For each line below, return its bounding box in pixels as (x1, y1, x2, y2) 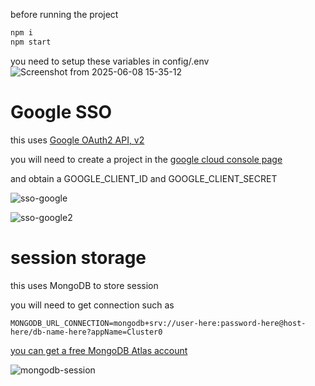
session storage (10, 246, 147, 269)
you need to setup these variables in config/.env (10, 55, 210, 67)
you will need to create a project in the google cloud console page (10, 153, 283, 165)
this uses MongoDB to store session (10, 279, 159, 291)
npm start (10, 37, 52, 47)
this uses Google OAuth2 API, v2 (10, 134, 145, 146)
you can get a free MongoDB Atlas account (10, 344, 188, 356)
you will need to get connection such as (10, 299, 175, 311)
